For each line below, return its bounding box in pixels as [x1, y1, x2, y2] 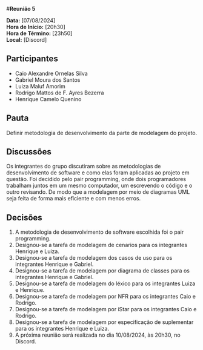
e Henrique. [15, 286, 45, 294]
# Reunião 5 [6, 5, 36, 12]
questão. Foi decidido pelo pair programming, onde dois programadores [6, 176, 187, 183]
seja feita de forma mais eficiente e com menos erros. [6, 195, 141, 202]
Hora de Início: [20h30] [6, 24, 65, 30]
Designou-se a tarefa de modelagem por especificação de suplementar [15, 319, 194, 326]
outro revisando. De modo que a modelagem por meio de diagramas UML [6, 188, 190, 196]
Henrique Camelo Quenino [15, 95, 82, 102]
